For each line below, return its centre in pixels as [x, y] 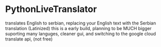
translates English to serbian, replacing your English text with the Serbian [81, 23]
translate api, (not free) [29, 39]
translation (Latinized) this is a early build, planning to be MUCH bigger [78, 28]
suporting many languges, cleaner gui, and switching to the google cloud [81, 33]
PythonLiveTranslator [51, 9]
